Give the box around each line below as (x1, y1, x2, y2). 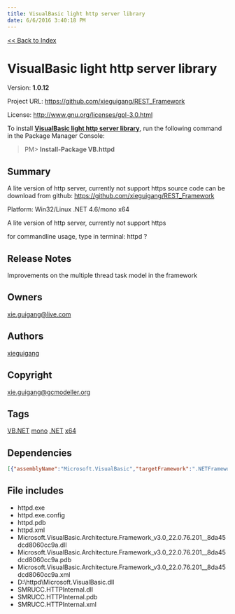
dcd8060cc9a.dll (17, 540, 67, 549)
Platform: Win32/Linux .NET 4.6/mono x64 (7, 205, 130, 214)
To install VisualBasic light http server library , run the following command (7, 124, 222, 133)
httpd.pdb (17, 518, 47, 526)
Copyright (7, 369, 52, 382)
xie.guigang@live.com (7, 309, 71, 319)
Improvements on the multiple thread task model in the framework (7, 271, 198, 280)
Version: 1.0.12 (7, 83, 50, 92)
